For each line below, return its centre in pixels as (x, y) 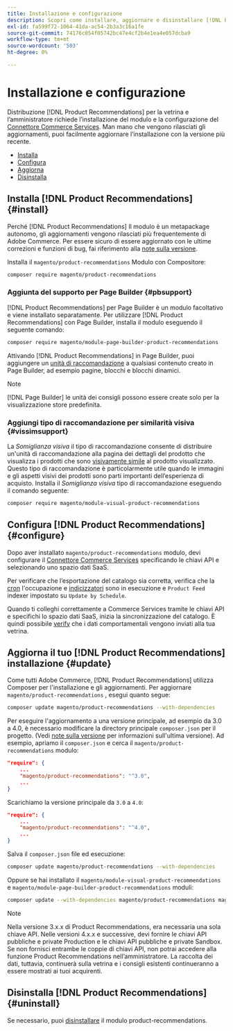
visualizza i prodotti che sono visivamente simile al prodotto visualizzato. (111, 461)
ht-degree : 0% (28, 53)
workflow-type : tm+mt (38, 40)
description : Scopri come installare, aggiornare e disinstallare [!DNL (114, 20)
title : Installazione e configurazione (65, 14)
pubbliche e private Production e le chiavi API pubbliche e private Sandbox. (115, 941)
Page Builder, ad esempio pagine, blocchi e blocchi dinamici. (94, 370)
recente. (19, 141)
